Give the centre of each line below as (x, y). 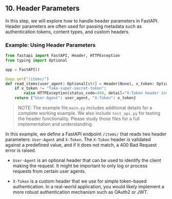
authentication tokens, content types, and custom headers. (68, 32)
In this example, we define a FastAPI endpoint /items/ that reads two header (86, 134)
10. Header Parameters (42, 8)
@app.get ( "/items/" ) (27, 79)
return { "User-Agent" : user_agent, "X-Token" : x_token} (76, 98)
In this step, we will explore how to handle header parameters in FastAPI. (82, 21)
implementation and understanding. (55, 124)
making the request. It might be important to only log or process (80, 166)
